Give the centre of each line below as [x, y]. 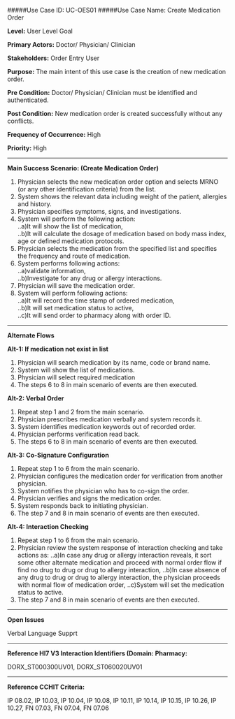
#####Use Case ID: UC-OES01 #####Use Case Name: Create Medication [114, 10]
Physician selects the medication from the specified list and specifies [117, 248]
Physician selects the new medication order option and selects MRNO [118, 182]
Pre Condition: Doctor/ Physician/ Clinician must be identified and [102, 93]
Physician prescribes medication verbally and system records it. [109, 419]
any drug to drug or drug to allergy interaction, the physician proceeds [119, 577]
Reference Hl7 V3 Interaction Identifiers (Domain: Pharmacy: [97, 653]
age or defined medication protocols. [71, 241]
